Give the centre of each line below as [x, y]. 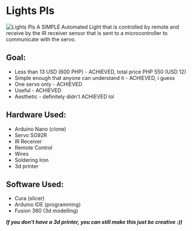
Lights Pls [30, 11]
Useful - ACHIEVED [38, 90]
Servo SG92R [31, 135]
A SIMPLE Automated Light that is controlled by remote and [108, 27]
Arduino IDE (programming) [48, 205]
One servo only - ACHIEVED [48, 84]
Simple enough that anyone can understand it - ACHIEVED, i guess [95, 78]
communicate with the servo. [41, 39]
